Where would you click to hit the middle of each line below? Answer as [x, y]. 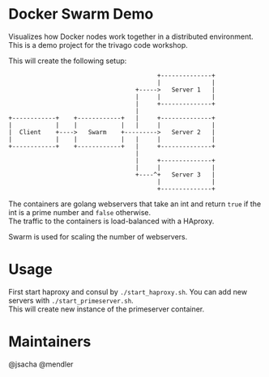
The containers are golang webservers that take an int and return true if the [135, 204]
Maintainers [50, 342]
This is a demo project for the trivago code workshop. [98, 44]
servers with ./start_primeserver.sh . [71, 300]
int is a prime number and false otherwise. [80, 212]
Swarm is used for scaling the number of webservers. [98, 236]
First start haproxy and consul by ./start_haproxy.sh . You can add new [128, 291]
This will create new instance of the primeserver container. [107, 309]
